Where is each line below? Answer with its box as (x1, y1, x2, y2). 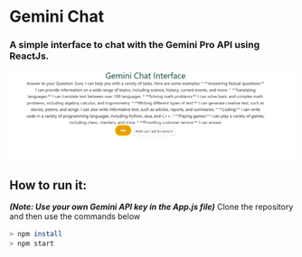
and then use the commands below (9, 211, 141, 222)
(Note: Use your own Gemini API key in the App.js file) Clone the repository (9, 201, 294, 213)
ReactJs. (9, 50, 50, 62)
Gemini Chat (9, 6, 105, 27)
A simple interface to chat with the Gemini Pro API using (9, 39, 260, 51)
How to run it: (9, 178, 88, 193)
